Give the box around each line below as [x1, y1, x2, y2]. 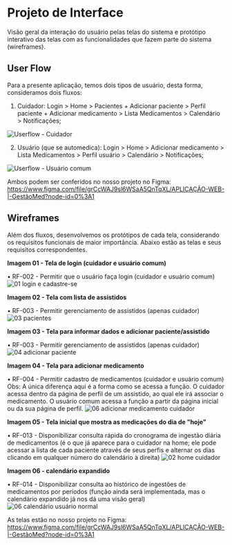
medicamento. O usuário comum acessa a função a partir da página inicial [7, 397, 219, 405]
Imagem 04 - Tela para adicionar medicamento [7, 361, 144, 370]
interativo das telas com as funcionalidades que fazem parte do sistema [7, 35, 212, 43]
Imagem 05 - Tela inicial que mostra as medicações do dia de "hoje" [7, 418, 207, 426]
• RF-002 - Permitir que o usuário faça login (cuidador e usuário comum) [7, 272, 215, 280]
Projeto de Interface [7, 5, 124, 21]
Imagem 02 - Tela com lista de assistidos [7, 293, 127, 301]
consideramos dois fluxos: [7, 88, 82, 96]
